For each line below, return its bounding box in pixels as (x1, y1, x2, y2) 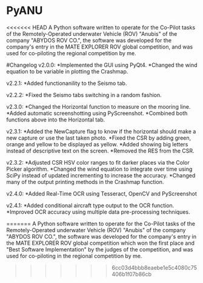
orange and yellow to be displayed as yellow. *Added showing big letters (6, 140, 188, 148)
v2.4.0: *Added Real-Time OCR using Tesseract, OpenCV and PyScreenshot (6, 189, 197, 197)
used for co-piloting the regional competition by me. (6, 49, 136, 56)
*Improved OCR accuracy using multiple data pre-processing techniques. (6, 208, 190, 216)
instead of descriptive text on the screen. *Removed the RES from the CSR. (6, 147, 195, 154)
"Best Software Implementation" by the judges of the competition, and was (6, 245, 193, 253)
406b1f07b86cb (111, 270, 152, 278)
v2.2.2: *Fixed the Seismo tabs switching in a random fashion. (6, 91, 162, 98)
